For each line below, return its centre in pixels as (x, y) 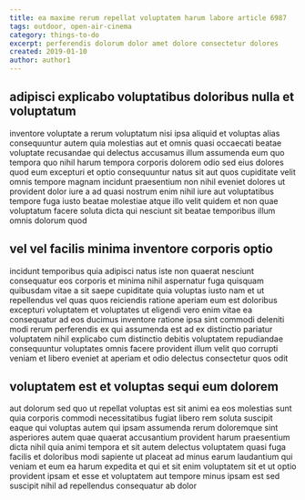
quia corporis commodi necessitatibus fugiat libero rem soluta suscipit (141, 418)
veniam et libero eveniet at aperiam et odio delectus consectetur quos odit (149, 358)
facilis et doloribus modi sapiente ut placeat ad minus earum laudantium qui (151, 457)
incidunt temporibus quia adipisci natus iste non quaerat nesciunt (132, 270)
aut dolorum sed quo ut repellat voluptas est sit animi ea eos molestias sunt (151, 408)
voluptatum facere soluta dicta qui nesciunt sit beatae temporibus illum (142, 210)
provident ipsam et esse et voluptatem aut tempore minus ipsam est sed (145, 476)
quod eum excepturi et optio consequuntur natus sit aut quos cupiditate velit (152, 172)
